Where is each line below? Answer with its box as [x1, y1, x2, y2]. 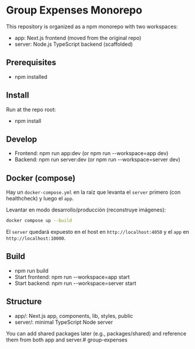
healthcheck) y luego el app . [6, 195, 74, 202]
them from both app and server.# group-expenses [6, 336, 128, 343]
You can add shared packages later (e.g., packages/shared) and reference [6, 330, 187, 337]
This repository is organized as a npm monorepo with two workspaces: [6, 23, 178, 30]
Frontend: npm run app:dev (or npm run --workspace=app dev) [14, 150, 169, 157]
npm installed [14, 73, 48, 80]
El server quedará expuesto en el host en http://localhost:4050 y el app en [6, 229, 190, 236]
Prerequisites [6, 58, 56, 68]
